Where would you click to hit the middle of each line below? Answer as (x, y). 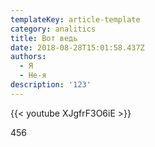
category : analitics (53, 29)
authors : (28, 57)
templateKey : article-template (75, 19)
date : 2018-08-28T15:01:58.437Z (77, 47)
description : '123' (51, 85)
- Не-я (33, 76)
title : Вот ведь (44, 38)
